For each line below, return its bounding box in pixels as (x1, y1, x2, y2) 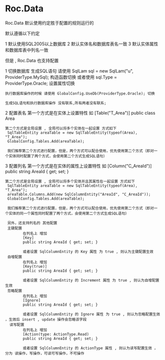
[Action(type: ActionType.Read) (23, 331, 90, 337)
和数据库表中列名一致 (5, 47, 48, 53)
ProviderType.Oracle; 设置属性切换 (5, 80, 75, 86)
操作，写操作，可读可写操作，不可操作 (18, 351, 85, 356)
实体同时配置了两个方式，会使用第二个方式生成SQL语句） (8, 153, 107, 158)
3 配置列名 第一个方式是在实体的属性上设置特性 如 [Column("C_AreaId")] (5, 163, 152, 169)
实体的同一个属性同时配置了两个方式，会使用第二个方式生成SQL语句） (8, 211, 129, 216)
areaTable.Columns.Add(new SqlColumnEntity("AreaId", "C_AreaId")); (7, 192, 151, 197)
